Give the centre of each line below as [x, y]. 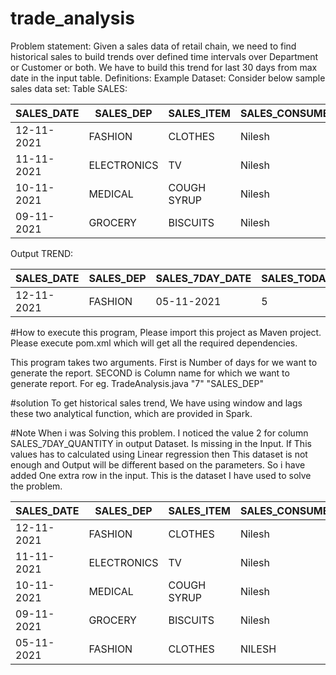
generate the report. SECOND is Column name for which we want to [150, 373]
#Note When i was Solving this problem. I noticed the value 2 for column [159, 433]
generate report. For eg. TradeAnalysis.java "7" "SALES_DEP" [137, 383]
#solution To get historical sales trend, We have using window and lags [156, 403]
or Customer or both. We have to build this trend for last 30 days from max [164, 67]
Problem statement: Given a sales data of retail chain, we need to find [153, 46]
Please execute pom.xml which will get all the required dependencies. [154, 343]
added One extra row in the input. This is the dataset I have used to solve [161, 475]
